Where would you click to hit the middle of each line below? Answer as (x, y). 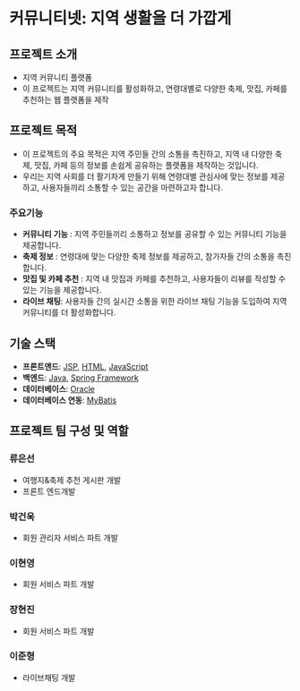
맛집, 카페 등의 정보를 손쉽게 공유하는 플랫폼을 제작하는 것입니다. (146, 165)
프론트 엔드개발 (49, 491)
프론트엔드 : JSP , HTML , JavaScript (85, 366)
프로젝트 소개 (43, 54)
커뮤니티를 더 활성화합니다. (69, 312)
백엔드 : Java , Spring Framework (80, 378)
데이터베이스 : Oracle (59, 388)
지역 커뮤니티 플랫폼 (57, 77)
